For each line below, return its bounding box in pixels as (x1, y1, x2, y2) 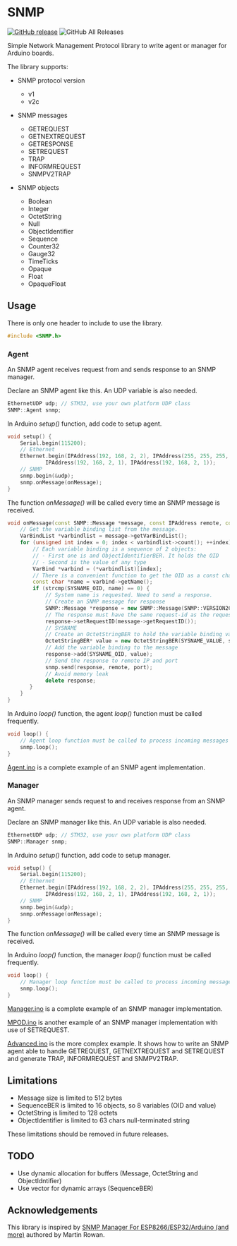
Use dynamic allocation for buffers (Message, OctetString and (17, 1169, 198, 1178)
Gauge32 (28, 249, 56, 258)
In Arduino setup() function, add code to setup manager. (7, 851, 171, 859)
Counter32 (28, 241, 60, 251)
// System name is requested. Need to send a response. (44, 592, 213, 599)
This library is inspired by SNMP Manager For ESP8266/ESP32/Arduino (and (7, 1223, 229, 1232)
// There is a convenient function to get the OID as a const (32, 572, 219, 579)
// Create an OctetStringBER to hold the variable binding (44, 631, 222, 638)
